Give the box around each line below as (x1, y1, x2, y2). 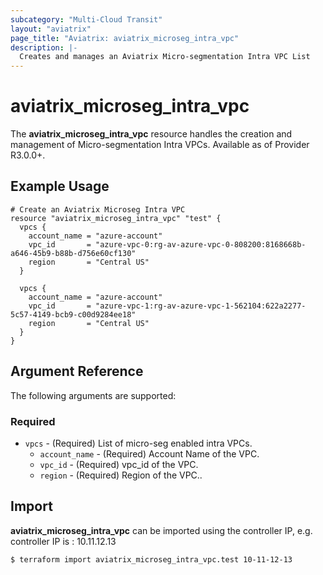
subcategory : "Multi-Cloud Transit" (10, 14, 163, 25)
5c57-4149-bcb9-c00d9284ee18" (10, 309, 137, 320)
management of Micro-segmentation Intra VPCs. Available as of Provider (10, 139, 310, 151)
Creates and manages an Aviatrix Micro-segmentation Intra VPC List (19, 52, 311, 62)
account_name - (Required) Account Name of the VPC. (39, 447, 260, 460)
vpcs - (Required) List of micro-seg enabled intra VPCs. (24, 437, 253, 449)
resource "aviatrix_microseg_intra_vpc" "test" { (10, 213, 222, 223)
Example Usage (10, 178, 110, 195)
